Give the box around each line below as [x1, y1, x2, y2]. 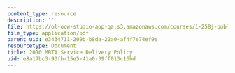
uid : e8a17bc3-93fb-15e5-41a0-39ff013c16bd [7, 56, 136, 63]
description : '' [7, 17, 55, 24]
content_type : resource [7, 10, 77, 17]
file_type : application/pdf [7, 29, 90, 37]
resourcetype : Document [7, 42, 77, 49]
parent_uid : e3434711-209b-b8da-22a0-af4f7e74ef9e [7, 36, 158, 43]
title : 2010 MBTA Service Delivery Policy [7, 49, 133, 56]
